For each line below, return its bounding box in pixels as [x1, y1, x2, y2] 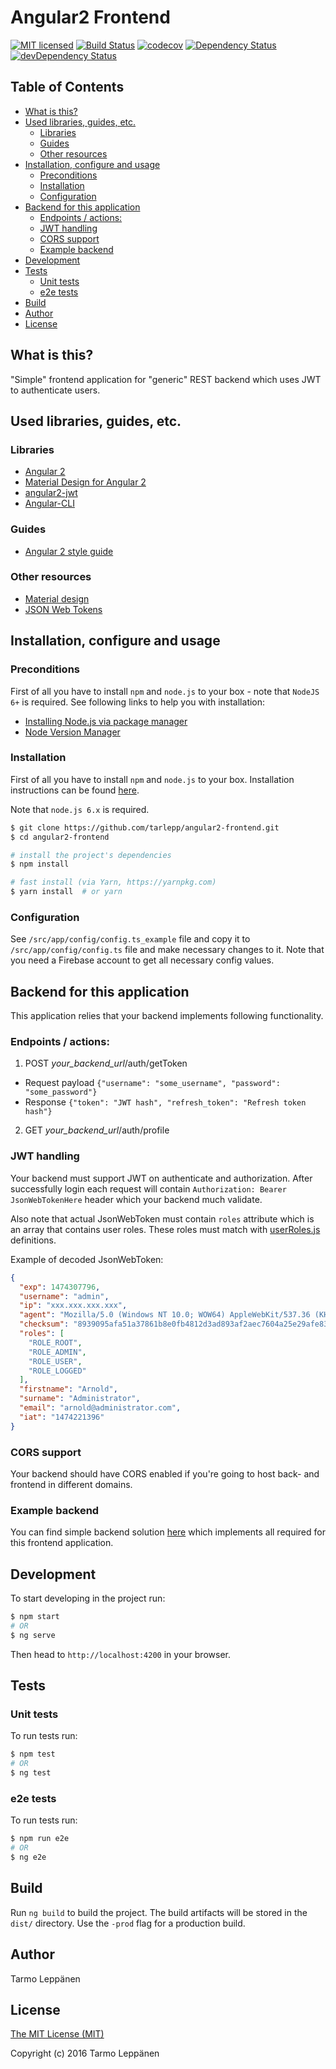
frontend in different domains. [10, 1478, 133, 1490]
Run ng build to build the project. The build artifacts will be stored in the [10, 1906, 308, 1918]
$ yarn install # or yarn [10, 887, 123, 897]
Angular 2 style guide [24, 545, 114, 557]
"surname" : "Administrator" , [19, 1394, 141, 1404]
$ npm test [10, 1749, 56, 1760]
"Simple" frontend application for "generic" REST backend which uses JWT [10, 373, 322, 385]
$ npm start [10, 1612, 60, 1622]
